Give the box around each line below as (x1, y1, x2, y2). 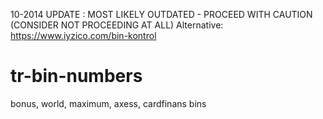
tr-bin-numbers (10, 65, 143, 88)
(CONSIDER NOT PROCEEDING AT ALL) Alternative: (10, 19, 224, 31)
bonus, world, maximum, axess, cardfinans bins (10, 97, 207, 109)
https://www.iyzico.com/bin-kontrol (10, 30, 157, 41)
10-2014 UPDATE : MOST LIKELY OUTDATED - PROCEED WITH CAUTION (10, 9, 313, 20)
